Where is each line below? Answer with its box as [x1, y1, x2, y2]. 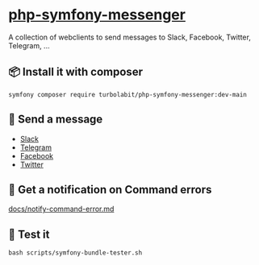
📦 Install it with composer [8, 65, 144, 79]
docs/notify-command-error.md [8, 204, 115, 214]
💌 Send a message [8, 113, 103, 126]
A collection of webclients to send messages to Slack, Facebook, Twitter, [8, 32, 252, 42]
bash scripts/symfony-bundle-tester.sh [8, 249, 143, 257]
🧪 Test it [8, 227, 50, 241]
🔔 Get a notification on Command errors [8, 183, 212, 197]
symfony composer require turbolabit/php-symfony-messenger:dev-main [8, 90, 248, 98]
